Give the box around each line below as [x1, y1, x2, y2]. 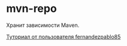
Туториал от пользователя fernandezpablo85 [6, 33, 121, 40]
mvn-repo [6, 2, 57, 16]
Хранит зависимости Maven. [6, 22, 80, 29]
